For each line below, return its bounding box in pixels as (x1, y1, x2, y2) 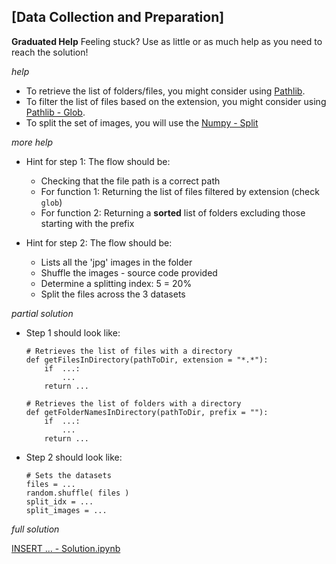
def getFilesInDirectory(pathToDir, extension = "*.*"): (25, 355, 269, 365)
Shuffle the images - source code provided (40, 266, 218, 279)
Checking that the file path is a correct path (40, 175, 221, 187)
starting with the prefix (40, 217, 135, 229)
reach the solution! (11, 46, 89, 58)
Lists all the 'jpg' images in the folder (40, 256, 193, 268)
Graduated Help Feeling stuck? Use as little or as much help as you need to (11, 35, 323, 47)
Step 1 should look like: (25, 326, 121, 339)
